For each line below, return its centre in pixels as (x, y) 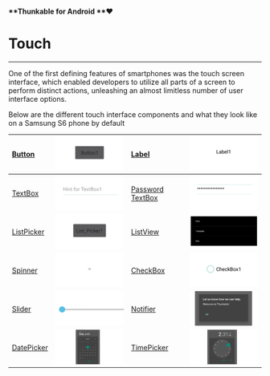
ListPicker (28, 232)
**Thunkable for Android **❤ (61, 11)
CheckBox (148, 271)
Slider (21, 309)
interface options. (37, 99)
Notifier (144, 309)
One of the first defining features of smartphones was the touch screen (127, 73)
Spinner (25, 271)
